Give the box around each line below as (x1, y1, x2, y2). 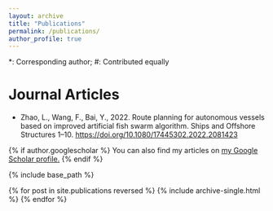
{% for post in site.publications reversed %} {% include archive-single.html (8, 186, 261, 196)
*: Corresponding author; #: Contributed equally (8, 57, 170, 67)
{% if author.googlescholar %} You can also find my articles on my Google (8, 146, 258, 156)
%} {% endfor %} (8, 195, 68, 204)
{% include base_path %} (8, 170, 95, 180)
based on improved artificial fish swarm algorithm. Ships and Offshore (20, 121, 256, 131)
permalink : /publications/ (8, 27, 100, 35)
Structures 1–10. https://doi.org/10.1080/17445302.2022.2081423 (20, 130, 238, 139)
